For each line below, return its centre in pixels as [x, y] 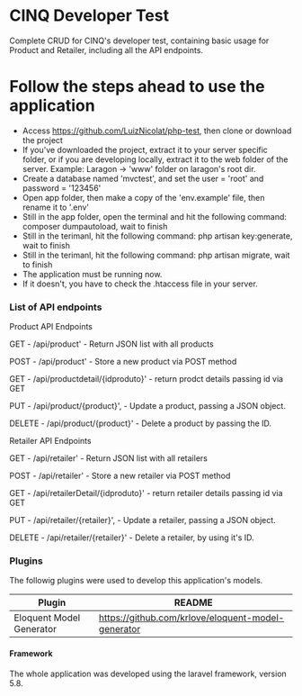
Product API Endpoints [51, 327]
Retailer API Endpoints [50, 441]
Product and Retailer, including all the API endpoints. [107, 50]
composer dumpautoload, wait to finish [95, 226]
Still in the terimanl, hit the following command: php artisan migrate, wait [156, 255]
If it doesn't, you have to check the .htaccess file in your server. [140, 284]
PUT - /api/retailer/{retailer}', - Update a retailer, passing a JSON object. [142, 520]
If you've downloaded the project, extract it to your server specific [145, 149]
